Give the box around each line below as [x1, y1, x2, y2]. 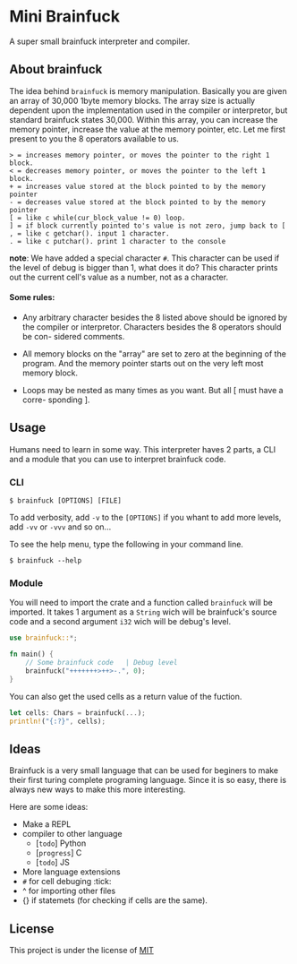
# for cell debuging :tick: [21, 876, 112, 887]
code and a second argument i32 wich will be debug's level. [9, 616, 232, 627]
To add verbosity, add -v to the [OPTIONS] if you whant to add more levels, [9, 512, 282, 523]
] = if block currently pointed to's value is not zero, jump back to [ [9, 221, 286, 230]
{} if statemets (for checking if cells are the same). [21, 895, 208, 906]
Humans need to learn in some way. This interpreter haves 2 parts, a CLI [9, 443, 276, 454]
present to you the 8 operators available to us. [9, 133, 179, 144]
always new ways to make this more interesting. [9, 784, 186, 795]
